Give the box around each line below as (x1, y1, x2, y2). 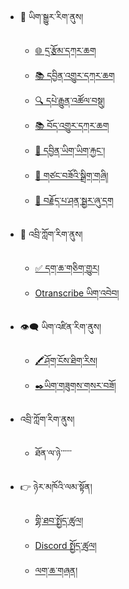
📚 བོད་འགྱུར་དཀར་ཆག (34, 120, 110, 131)
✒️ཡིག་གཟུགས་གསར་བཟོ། (34, 380, 117, 391)
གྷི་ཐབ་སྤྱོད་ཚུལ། (34, 515, 84, 526)
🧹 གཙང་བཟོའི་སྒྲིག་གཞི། (34, 170, 109, 181)
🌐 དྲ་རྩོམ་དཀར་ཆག (34, 45, 97, 56)
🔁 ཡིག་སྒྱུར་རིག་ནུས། (19, 11, 84, 22)
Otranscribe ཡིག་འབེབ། (34, 287, 120, 299)
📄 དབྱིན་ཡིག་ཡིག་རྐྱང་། (34, 145, 106, 156)
